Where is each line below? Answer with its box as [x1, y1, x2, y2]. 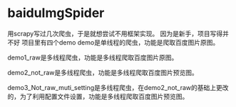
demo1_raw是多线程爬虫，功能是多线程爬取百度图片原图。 [7, 53, 178, 62]
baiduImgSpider [7, 5, 105, 21]
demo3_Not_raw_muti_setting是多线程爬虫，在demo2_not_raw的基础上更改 [7, 83, 230, 91]
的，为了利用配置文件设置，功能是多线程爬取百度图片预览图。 [7, 92, 189, 101]
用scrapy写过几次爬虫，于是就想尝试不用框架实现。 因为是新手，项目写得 [7, 29, 223, 38]
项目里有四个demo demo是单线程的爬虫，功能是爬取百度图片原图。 [21, 38, 220, 47]
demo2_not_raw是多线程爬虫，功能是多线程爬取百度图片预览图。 [7, 68, 198, 77]
